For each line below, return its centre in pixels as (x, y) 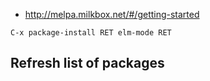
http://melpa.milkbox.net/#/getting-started (112, 14)
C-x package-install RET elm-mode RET (91, 33)
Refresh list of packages (87, 63)
